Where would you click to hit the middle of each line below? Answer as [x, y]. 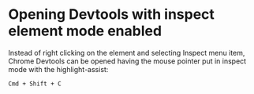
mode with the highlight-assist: [58, 69]
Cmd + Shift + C [35, 84]
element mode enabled [85, 31]
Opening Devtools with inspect [112, 14]
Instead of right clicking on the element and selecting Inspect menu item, [127, 52]
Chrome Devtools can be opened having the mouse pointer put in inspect [127, 61]
